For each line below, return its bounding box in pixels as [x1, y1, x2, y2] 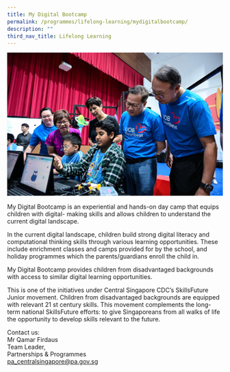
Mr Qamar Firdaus [7, 336, 58, 344]
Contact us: [7, 328, 40, 336]
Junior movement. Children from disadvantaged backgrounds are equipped [7, 293, 220, 302]
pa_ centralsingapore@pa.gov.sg [7, 358, 99, 366]
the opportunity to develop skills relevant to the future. [7, 315, 161, 323]
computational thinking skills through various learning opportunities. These [7, 238, 218, 246]
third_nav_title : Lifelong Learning [7, 33, 112, 40]
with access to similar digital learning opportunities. [7, 273, 153, 281]
